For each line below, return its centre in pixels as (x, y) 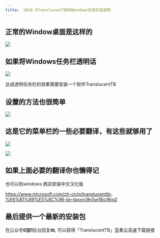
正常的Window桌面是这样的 (49, 32)
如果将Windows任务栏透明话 (51, 61)
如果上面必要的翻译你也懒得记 (52, 170)
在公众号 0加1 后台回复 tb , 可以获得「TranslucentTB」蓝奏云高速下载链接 (80, 230)
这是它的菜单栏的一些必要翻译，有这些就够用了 (79, 131)
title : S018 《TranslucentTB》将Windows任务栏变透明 (58, 10)
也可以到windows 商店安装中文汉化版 (44, 183)
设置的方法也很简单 (35, 102)
